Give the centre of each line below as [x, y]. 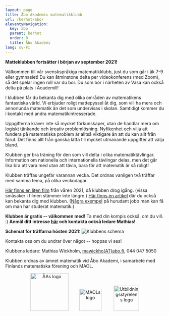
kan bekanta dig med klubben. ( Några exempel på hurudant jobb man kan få [84, 201]
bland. [12, 145]
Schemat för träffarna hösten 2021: [43, 231]
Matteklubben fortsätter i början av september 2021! [61, 62]
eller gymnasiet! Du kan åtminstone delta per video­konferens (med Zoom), [82, 77]
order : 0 [19, 38]
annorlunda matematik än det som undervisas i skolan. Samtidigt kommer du [85, 108]
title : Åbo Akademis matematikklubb [44, 15]
